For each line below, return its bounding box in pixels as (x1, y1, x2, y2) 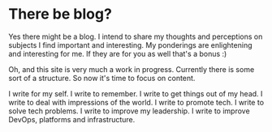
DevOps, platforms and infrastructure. (8, 114, 136, 124)
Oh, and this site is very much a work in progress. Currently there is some (8, 64, 255, 74)
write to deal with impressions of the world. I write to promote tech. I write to (8, 97, 265, 107)
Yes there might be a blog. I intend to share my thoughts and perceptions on (8, 32, 263, 41)
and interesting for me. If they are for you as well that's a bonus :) (8, 49, 227, 58)
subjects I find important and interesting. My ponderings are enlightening (8, 40, 253, 49)
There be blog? (8, 5, 112, 23)
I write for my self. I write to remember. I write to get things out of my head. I (8, 88, 263, 98)
